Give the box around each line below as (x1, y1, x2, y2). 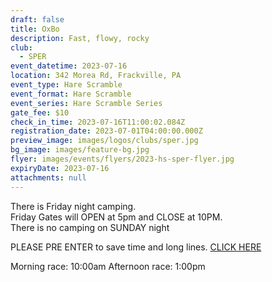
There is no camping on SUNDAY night (10, 221, 170, 233)
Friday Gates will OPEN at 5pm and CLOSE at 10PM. (10, 211, 223, 223)
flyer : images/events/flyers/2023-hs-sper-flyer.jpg (10, 154, 235, 164)
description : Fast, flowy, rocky (10, 33, 150, 43)
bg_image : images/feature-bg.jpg (10, 145, 150, 155)
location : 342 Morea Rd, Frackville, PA (10, 71, 182, 81)
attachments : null (10, 172, 87, 183)
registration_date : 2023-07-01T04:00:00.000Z (10, 126, 203, 136)
